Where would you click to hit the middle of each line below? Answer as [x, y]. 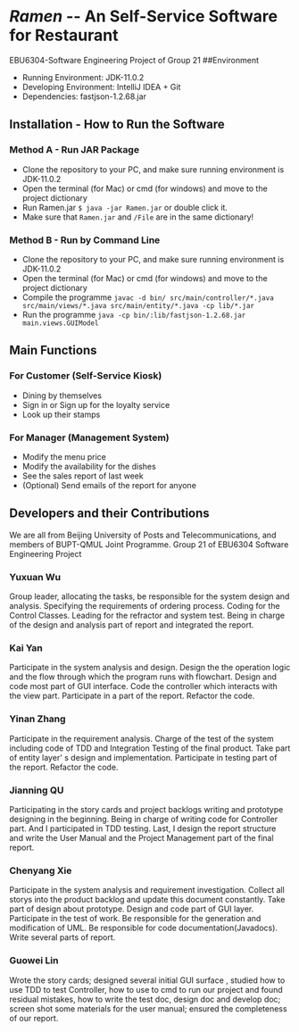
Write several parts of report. [62, 937]
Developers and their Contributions [109, 514]
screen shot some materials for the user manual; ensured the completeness [148, 1008]
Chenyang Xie [41, 870]
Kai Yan [26, 647]
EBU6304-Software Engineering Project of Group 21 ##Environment [134, 60]
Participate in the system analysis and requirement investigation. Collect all [147, 890]
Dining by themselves [62, 395]
